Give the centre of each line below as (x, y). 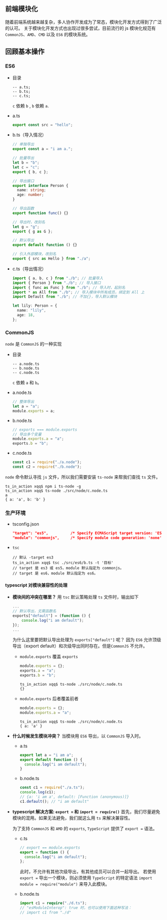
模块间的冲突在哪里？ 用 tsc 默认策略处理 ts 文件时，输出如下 (76, 597)
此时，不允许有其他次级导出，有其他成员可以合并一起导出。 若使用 (88, 872)
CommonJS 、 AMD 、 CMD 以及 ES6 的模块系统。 (48, 34)
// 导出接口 (23, 181)
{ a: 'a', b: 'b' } (25, 499)
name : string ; (32, 190)
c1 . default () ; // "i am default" (54, 801)
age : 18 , (26, 315)
